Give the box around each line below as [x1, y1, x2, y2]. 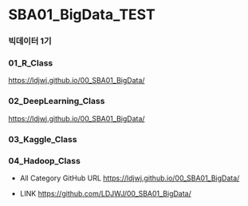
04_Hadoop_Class [8, 155, 81, 166]
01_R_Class [8, 57, 53, 69]
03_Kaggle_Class [8, 133, 77, 145]
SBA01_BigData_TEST [8, 6, 155, 24]
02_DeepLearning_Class [8, 96, 105, 107]
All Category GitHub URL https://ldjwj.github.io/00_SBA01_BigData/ [19, 173, 240, 183]
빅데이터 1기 [8, 36, 52, 47]
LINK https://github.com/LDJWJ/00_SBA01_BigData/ [19, 188, 191, 198]
